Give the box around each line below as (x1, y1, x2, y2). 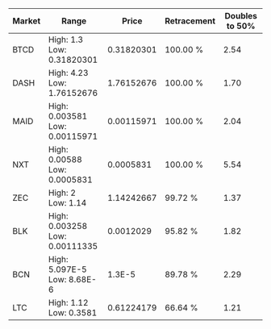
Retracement (165, 15, 216, 27)
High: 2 (48, 187, 77, 198)
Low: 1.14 (48, 198, 87, 208)
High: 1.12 (48, 298, 89, 308)
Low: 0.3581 (48, 307, 98, 318)
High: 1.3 (48, 34, 83, 45)
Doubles (224, 10, 258, 21)
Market (12, 15, 41, 27)
